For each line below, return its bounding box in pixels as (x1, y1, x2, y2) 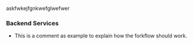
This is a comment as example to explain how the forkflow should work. (14, 32, 188, 39)
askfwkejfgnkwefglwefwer (6, 5, 70, 12)
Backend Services (6, 19, 59, 27)
